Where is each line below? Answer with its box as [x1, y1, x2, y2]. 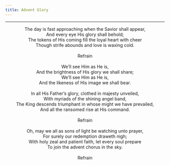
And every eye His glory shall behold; [46, 31, 124, 37]
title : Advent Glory [5, 7, 49, 13]
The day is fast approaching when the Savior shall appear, [24, 26, 146, 32]
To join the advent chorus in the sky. [47, 144, 123, 150]
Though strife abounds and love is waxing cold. [35, 42, 135, 48]
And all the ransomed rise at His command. [40, 106, 130, 113]
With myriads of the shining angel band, [43, 95, 127, 101]
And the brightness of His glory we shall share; [36, 69, 134, 75]
